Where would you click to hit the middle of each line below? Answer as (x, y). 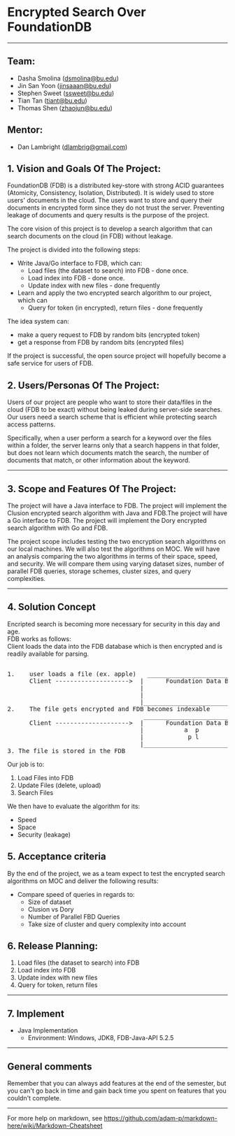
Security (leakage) (44, 834)
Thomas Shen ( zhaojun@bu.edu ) (65, 108)
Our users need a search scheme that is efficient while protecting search (112, 417)
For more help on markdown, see (55, 1119)
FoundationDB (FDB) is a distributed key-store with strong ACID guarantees (116, 185)
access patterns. (31, 424)
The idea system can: (38, 322)
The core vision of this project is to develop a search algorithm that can (110, 229)
